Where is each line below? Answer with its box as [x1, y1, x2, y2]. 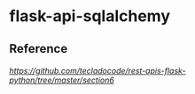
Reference [9, 41, 68, 56]
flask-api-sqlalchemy [9, 6, 171, 26]
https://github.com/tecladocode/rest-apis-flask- [9, 66, 186, 76]
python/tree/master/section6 [9, 75, 115, 85]
